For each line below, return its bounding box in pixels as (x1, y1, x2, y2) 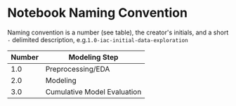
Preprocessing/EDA (45, 64, 110, 74)
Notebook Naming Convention (7, 5, 188, 21)
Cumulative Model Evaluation (45, 86, 142, 96)
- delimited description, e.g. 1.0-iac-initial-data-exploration (7, 35, 188, 44)
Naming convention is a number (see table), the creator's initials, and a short (7, 28, 229, 37)
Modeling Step (68, 52, 119, 62)
